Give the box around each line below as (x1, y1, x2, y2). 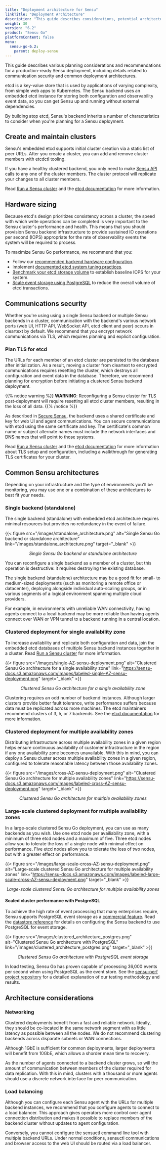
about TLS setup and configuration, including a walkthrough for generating (5, 449, 158, 455)
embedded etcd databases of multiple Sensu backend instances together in (5, 645, 160, 651)
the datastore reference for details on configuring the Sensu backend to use (5, 919, 160, 925)
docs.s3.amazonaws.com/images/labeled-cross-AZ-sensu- (5, 780, 126, 786)
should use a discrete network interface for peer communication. (5, 1076, 137, 1082)
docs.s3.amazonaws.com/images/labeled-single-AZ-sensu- (5, 670, 127, 676)
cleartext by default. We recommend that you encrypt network (5, 328, 132, 334)
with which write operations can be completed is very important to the (5, 219, 148, 225)
